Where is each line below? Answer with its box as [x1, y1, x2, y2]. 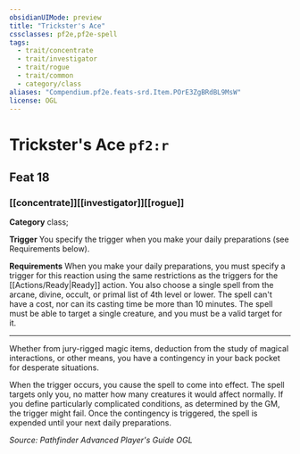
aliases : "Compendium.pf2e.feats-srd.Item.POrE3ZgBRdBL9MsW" [9, 87, 242, 96]
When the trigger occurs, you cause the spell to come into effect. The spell [9, 380, 285, 391]
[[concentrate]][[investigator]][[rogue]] [9, 196, 185, 209]
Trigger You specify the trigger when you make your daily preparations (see [9, 234, 289, 245]
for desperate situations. [9, 362, 100, 373]
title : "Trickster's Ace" [9, 21, 105, 30]
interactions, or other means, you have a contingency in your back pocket [9, 353, 281, 364]
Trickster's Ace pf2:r [9, 135, 170, 154]
